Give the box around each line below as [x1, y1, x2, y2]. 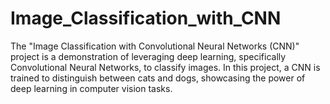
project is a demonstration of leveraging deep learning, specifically [10, 50, 287, 62]
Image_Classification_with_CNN [10, 7, 282, 30]
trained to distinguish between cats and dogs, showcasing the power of [10, 72, 306, 84]
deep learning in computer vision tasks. [10, 82, 173, 94]
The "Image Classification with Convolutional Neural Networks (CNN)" [10, 40, 300, 52]
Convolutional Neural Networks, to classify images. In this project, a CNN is [10, 61, 321, 73]
